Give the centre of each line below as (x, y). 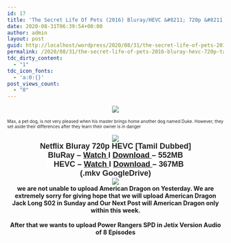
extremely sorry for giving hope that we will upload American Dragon (115, 196)
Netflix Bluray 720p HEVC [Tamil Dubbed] (115, 146)
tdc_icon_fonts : (30, 71)
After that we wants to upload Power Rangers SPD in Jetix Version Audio (115, 225)
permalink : (23, 52)
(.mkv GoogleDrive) (115, 174)
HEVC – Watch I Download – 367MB (119, 164)
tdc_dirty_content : (35, 58)
